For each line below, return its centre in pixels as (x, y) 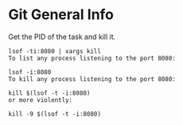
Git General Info (61, 15)
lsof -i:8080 (30, 72)
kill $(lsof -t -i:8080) (49, 93)
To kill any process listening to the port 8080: (92, 79)
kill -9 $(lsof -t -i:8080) (55, 114)
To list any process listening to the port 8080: (92, 58)
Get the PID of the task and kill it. (62, 37)
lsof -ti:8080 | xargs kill (55, 51)
